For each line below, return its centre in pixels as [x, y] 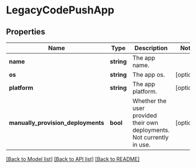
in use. [141, 145]
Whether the [149, 101]
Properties [26, 32]
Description [151, 48]
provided [145, 116]
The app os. [148, 75]
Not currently [150, 137]
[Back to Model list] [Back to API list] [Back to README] [73, 159]
